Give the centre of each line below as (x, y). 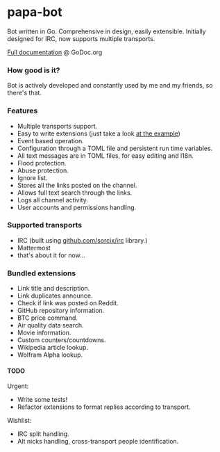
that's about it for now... (51, 255)
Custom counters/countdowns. (61, 340)
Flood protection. (42, 163)
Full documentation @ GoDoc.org (55, 52)
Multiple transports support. (57, 126)
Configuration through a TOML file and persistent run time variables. (115, 148)
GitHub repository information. (61, 311)
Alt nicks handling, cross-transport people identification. (98, 442)
